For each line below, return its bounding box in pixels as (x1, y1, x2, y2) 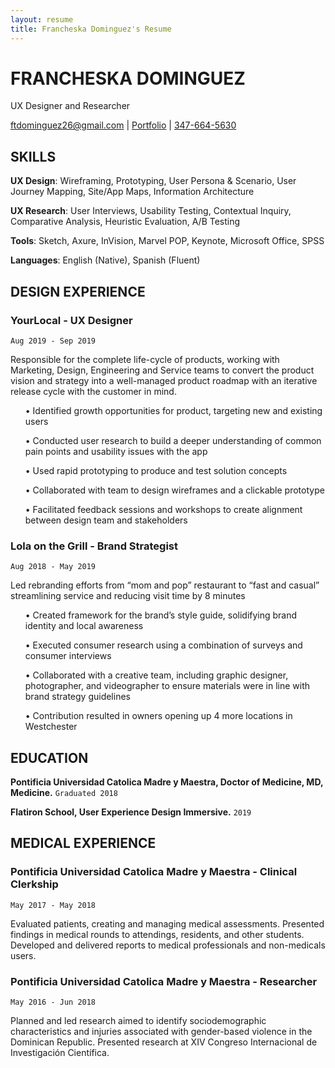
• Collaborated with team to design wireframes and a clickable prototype (24, 484, 325, 496)
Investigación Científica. (10, 1047, 110, 1059)
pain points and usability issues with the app (24, 445, 208, 457)
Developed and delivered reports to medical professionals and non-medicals (10, 939, 326, 951)
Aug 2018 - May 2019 (10, 562, 97, 572)
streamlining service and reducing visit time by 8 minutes (10, 590, 246, 602)
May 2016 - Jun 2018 (10, 997, 97, 1008)
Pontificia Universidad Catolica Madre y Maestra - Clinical (10, 865, 298, 879)
